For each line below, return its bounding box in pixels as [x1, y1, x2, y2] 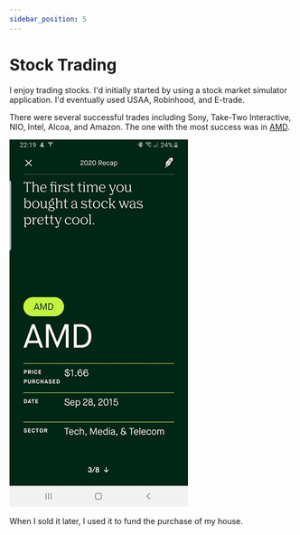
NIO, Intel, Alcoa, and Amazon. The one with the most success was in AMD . [9, 121, 291, 132]
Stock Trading [9, 54, 117, 75]
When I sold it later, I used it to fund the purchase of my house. [9, 515, 244, 526]
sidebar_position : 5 [9, 14, 88, 23]
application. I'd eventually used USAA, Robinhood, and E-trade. [9, 94, 246, 105]
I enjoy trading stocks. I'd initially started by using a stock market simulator [9, 84, 287, 95]
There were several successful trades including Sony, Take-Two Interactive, [9, 111, 292, 122]
